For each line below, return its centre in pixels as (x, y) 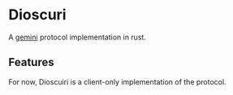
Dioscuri (37, 15)
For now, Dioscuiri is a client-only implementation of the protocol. (117, 81)
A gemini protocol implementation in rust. (77, 37)
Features (31, 62)
